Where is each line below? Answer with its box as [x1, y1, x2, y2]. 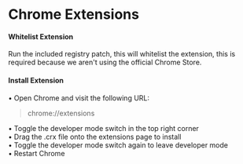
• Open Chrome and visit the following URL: [8, 93, 150, 103]
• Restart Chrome [8, 148, 65, 158]
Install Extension [8, 75, 64, 85]
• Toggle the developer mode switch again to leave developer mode [8, 140, 229, 150]
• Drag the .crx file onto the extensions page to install [8, 132, 182, 141]
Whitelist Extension [8, 31, 74, 41]
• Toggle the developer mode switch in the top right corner [8, 123, 199, 133]
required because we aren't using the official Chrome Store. [8, 57, 202, 67]
